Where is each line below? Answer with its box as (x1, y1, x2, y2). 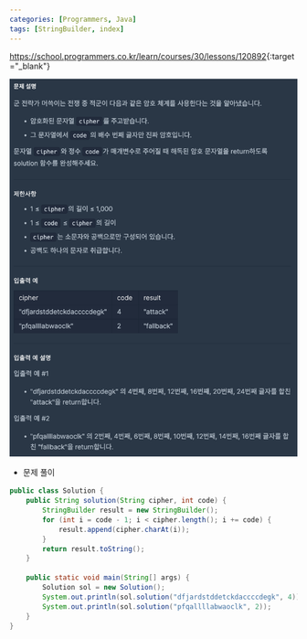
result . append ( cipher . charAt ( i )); (58, 525, 190, 534)
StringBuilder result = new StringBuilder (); (42, 506, 219, 516)
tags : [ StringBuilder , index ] (9, 24, 125, 34)
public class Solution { (9, 486, 104, 495)
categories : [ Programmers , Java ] (9, 15, 137, 24)
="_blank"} (9, 60, 50, 71)
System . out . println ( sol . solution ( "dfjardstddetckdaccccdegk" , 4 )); (42, 592, 304, 602)
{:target (266, 50, 295, 61)
